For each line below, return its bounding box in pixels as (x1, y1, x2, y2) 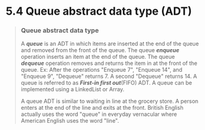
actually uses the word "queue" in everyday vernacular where (20, 110, 177, 118)
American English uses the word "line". (20, 117, 119, 124)
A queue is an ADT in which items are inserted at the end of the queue (20, 40, 199, 47)
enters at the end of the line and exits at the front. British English (20, 104, 184, 112)
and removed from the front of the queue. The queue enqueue (20, 47, 179, 54)
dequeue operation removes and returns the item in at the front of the (20, 59, 198, 67)
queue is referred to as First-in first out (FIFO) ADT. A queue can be (20, 79, 193, 86)
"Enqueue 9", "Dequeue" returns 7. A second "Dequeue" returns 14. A (20, 72, 198, 80)
